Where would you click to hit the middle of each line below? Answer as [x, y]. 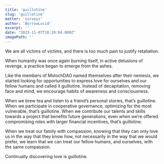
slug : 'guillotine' [25, 14]
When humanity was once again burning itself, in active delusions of [74, 61]
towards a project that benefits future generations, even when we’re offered [82, 116]
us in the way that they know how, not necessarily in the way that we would [81, 136]
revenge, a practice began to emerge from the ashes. [59, 66]
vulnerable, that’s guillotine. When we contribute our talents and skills [75, 111]
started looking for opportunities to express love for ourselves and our [76, 81]
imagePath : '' [20, 37]
